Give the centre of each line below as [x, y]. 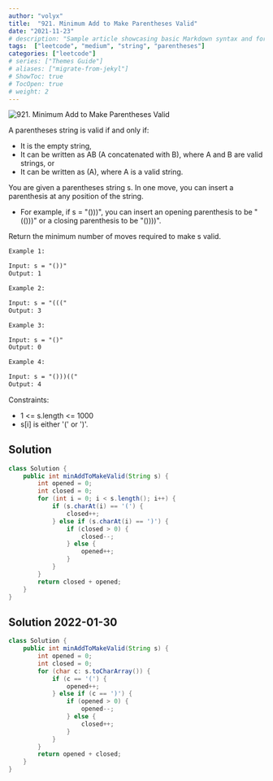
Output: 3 [25, 310]
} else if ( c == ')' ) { [92, 694]
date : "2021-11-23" [41, 31]
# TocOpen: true [36, 84]
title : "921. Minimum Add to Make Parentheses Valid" [103, 24]
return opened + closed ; [80, 754]
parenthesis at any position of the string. [76, 197]
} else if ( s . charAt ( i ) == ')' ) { [110, 521]
